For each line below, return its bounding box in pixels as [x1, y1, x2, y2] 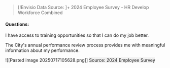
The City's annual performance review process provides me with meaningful [5, 42, 165, 48]
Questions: [5, 21, 29, 27]
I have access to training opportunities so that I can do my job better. [5, 32, 149, 38]
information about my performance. [5, 47, 80, 53]
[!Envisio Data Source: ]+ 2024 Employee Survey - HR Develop [17, 5, 149, 10]
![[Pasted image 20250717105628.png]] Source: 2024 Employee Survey [5, 57, 156, 63]
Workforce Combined [17, 10, 63, 16]
